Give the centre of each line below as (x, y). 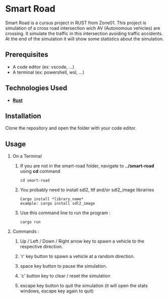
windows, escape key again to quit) (57, 291)
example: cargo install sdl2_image (57, 204)
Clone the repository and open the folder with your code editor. (71, 128)
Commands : (26, 231)
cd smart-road (35, 181)
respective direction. (41, 247)
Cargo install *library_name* (52, 199)
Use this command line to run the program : (65, 213)
